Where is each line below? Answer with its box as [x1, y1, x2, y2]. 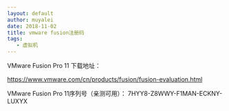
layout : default [7, 10, 54, 17]
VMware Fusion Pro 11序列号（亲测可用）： [7, 90, 127, 97]
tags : [7, 36, 23, 42]
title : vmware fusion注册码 [7, 29, 85, 36]
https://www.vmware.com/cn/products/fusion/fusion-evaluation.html [7, 75, 203, 83]
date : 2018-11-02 [7, 23, 57, 29]
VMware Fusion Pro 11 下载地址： [7, 62, 101, 69]
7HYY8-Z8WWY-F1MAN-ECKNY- [127, 90, 223, 97]
